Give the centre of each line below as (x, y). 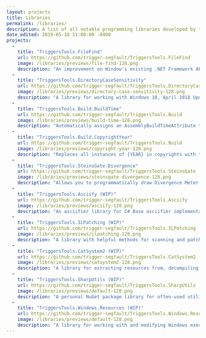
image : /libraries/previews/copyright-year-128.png (85, 148)
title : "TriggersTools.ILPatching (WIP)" (71, 223)
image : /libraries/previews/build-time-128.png (79, 120)
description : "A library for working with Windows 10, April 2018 (104, 97)
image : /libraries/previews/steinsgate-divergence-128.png (94, 177)
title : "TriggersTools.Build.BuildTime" (70, 109)
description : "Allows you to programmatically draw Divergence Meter (108, 183)
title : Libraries (29, 18)
